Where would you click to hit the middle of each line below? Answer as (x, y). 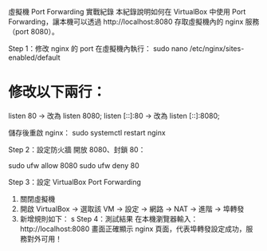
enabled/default (35, 57)
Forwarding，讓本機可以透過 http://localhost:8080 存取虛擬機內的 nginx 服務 (134, 22)
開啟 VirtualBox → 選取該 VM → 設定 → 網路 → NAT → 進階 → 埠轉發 (132, 209)
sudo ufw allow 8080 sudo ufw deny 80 (74, 165)
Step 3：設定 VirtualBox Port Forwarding (75, 182)
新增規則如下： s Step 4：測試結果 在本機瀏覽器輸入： (109, 218)
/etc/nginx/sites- (217, 49)
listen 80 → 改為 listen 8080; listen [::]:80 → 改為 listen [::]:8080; (114, 116)
